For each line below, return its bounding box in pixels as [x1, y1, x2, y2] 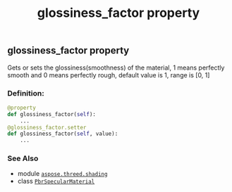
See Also [7, 153, 39, 163]
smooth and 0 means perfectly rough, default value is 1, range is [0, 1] [7, 70, 210, 79]
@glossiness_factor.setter [7, 124, 87, 131]
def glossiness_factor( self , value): [7, 130, 118, 138]
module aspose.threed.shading [17, 169, 108, 178]
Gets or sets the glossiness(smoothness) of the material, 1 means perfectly [7, 63, 225, 72]
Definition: [7, 88, 44, 98]
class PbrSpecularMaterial [17, 177, 95, 186]
